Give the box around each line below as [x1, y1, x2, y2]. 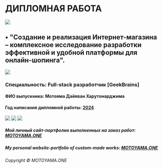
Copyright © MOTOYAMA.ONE [5, 157, 67, 163]
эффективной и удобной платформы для [5, 49, 137, 57]
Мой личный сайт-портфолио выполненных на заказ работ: [5, 127, 136, 133]
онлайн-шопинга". [5, 56, 65, 64]
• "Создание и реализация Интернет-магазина [5, 33, 157, 42]
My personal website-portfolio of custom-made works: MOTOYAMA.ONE [5, 145, 158, 151]
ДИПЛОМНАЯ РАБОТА [5, 3, 102, 14]
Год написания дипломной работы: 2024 [5, 104, 94, 111]
